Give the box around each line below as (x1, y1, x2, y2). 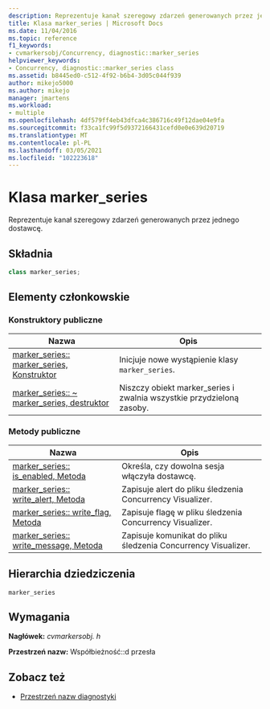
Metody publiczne (8, 426, 81, 437)
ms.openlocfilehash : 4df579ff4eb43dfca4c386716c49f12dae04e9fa (8, 117, 225, 125)
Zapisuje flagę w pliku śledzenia (121, 506, 243, 518)
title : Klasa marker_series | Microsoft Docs (8, 19, 163, 27)
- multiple (8, 109, 45, 117)
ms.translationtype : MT (8, 131, 88, 139)
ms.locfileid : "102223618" (8, 154, 99, 162)
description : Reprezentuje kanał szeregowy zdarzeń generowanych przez (8, 11, 253, 20)
